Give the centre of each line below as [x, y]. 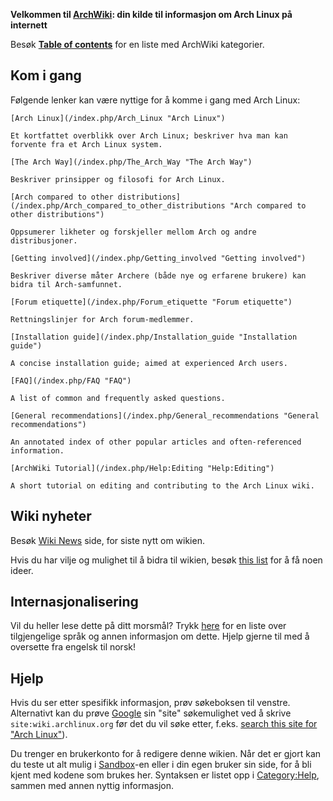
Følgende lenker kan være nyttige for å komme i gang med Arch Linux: [155, 100]
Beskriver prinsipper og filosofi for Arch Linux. [118, 179]
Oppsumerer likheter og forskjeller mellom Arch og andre [133, 232]
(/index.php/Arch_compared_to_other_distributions [118, 205]
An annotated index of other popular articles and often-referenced [156, 442]
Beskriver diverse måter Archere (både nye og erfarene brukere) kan [158, 275]
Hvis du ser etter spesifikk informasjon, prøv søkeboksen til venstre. [150, 703]
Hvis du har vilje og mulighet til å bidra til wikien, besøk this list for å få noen [166, 560]
